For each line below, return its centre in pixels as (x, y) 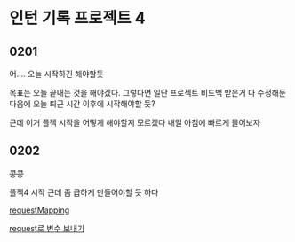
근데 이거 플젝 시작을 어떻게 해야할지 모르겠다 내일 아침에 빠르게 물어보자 (135, 122)
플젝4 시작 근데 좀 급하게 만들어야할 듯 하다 (84, 192)
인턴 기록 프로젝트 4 (77, 18)
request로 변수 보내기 (47, 228)
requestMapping (40, 210)
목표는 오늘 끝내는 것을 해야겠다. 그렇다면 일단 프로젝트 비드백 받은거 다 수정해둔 (148, 93)
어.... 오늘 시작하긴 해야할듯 (56, 74)
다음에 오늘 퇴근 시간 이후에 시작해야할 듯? (82, 104)
